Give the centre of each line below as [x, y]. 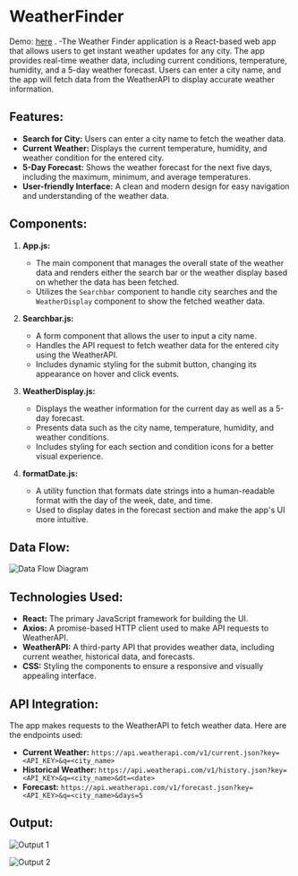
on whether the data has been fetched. [107, 282]
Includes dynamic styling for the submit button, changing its [146, 364]
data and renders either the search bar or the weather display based [162, 272]
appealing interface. [59, 676]
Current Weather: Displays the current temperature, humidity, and [145, 148]
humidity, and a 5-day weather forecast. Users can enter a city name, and [145, 70]
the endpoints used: [46, 735]
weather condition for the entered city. [93, 158]
